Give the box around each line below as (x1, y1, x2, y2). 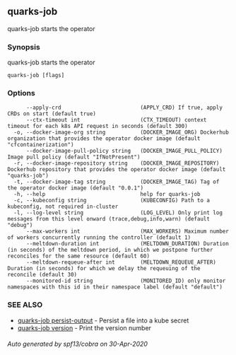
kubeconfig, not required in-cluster (7, 203, 119, 211)
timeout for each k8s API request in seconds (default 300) (7, 123, 189, 130)
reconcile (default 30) (7, 272, 78, 279)
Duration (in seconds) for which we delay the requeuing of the (7, 265, 201, 272)
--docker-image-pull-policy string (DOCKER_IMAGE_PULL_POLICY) (25, 148, 223, 155)
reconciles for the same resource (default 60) (7, 252, 151, 260)
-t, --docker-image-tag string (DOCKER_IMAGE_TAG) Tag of (13, 178, 220, 186)
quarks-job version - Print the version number (17, 323, 152, 332)
